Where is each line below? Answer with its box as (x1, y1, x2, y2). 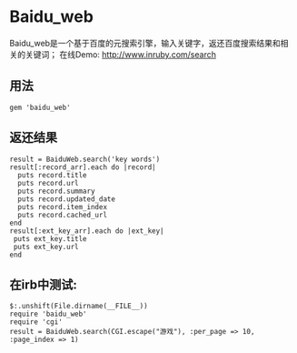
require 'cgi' (9, 318, 64, 327)
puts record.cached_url (17, 210, 107, 219)
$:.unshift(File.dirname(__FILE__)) (9, 302, 148, 311)
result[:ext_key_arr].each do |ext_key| (9, 226, 165, 236)
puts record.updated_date (17, 194, 116, 204)
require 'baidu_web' (9, 309, 88, 319)
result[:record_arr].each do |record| (9, 162, 156, 172)
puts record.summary (17, 187, 95, 196)
